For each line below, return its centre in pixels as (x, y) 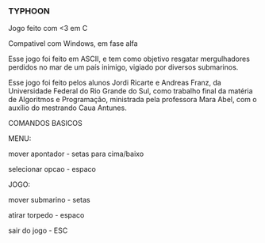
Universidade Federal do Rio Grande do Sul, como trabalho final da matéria (131, 91)
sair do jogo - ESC (38, 230)
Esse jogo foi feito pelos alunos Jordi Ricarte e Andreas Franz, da (115, 83)
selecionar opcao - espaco (52, 169)
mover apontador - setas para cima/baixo (76, 154)
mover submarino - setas (49, 200)
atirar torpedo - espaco (46, 215)
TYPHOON (29, 11)
